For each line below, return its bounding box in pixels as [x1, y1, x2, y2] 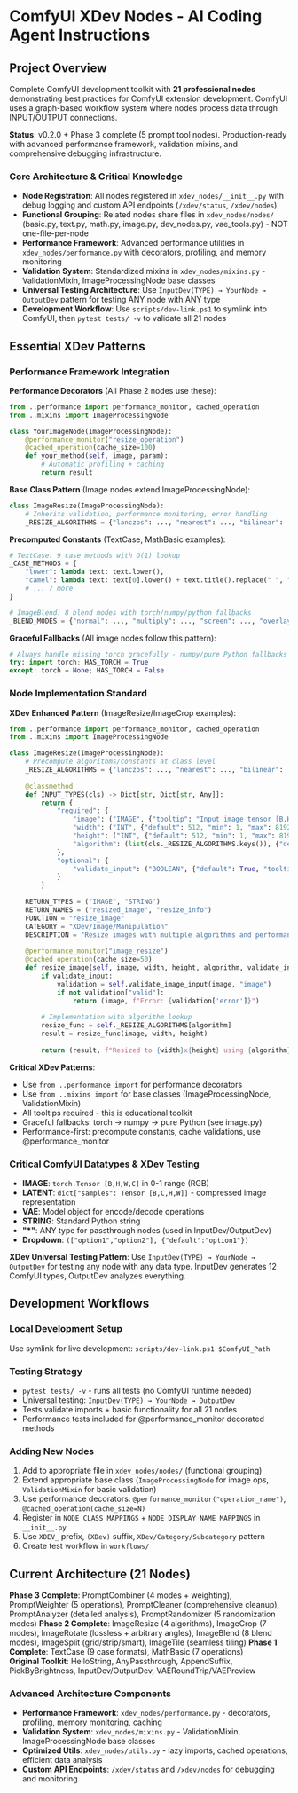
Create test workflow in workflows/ [21, 1541, 150, 1552]
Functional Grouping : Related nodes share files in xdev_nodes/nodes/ [21, 209, 275, 220]
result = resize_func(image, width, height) [41, 1029, 208, 1039]
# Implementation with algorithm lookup [41, 1013, 192, 1022]
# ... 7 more [25, 584, 74, 594]
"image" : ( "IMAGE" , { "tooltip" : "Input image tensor [72, 814, 272, 824]
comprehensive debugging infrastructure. [9, 148, 162, 159]
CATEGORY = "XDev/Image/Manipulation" [25, 922, 169, 931]
